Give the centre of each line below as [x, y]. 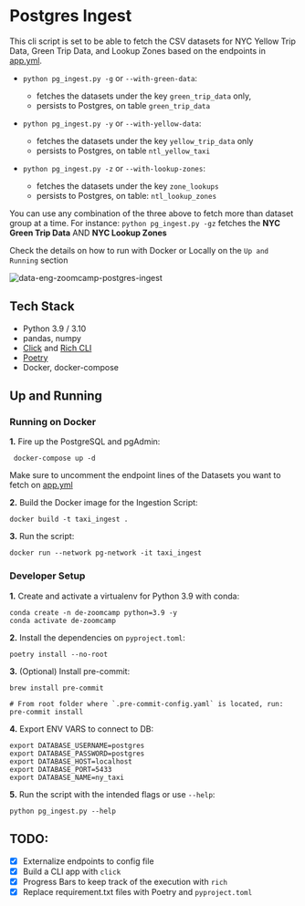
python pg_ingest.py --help [63, 811]
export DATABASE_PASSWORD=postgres [77, 754]
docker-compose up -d [54, 458]
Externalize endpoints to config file [88, 861]
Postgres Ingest [71, 16]
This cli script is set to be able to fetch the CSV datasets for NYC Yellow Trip [153, 41]
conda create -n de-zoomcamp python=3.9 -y [94, 612]
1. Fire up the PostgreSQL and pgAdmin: [85, 442]
